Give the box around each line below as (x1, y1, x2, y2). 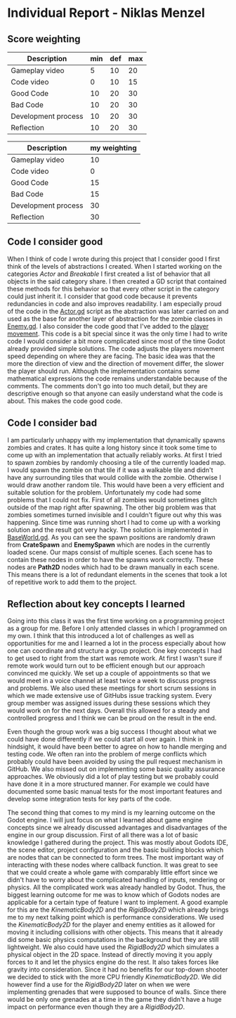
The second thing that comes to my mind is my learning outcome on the (7, 808, 216, 817)
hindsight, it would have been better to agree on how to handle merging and (7, 742, 227, 751)
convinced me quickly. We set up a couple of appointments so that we (7, 669, 211, 677)
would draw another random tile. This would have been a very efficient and (7, 481, 225, 489)
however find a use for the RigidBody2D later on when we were (7, 980, 191, 989)
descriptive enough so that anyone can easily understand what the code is (7, 389, 223, 397)
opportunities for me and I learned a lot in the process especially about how (7, 639, 226, 648)
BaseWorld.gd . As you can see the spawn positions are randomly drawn (7, 533, 216, 541)
